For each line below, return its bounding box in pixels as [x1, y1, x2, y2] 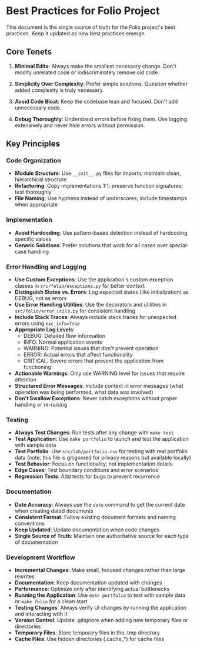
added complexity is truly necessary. [14, 87, 104, 94]
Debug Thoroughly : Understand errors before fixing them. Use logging [14, 115, 188, 122]
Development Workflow [6, 553, 75, 561]
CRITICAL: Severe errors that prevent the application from [23, 357, 163, 364]
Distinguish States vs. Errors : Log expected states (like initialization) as [14, 288, 189, 295]
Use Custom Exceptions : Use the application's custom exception [14, 276, 173, 283]
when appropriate [14, 201, 58, 208]
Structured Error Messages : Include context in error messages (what [14, 383, 183, 390]
